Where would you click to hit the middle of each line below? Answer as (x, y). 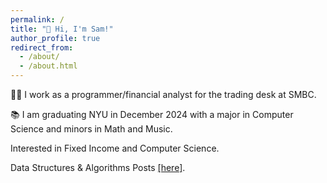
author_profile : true (55, 38)
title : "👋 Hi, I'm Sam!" (62, 29)
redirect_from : (42, 47)
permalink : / (37, 19)
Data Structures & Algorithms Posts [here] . (98, 167)
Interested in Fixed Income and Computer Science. (115, 148)
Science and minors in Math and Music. (91, 129)
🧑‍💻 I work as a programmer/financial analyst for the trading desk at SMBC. (163, 94)
